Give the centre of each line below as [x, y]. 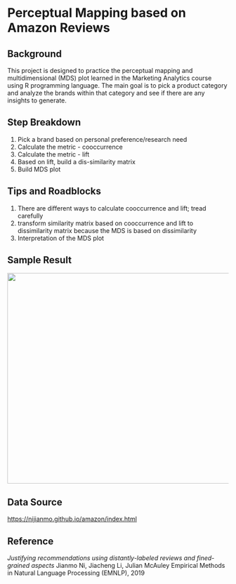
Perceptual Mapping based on [97, 13]
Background [34, 54]
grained [19, 566]
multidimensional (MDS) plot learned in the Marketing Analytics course [110, 78]
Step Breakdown [44, 122]
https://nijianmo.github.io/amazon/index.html [72, 519]
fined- [205, 558]
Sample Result [40, 260]
